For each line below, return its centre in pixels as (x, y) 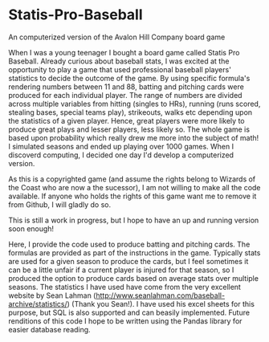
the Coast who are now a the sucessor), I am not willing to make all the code (134, 187)
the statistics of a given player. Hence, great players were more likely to (126, 120)
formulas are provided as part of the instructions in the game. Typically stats (134, 252)
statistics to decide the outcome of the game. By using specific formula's (129, 78)
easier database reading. (49, 329)
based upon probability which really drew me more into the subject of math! (134, 137)
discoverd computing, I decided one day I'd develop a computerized (121, 155)
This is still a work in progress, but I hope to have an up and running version (134, 220)
